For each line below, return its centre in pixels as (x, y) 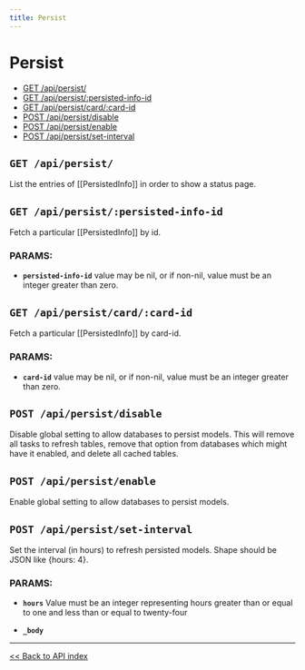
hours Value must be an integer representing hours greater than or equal (157, 603)
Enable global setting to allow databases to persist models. (119, 502)
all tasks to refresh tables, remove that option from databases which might (148, 444)
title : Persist (38, 18)
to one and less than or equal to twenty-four (105, 613)
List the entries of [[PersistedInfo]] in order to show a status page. (133, 184)
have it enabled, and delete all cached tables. (94, 454)
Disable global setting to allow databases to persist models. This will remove (152, 434)
